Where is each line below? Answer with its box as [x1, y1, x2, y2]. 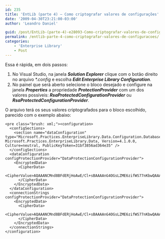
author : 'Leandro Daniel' [5, 21, 58, 26]
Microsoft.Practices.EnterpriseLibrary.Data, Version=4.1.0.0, [5, 139, 137, 144]
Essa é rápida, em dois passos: [5, 61, 68, 67]
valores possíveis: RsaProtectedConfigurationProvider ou [12, 92, 132, 98]
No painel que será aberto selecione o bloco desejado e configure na [12, 82, 153, 88]
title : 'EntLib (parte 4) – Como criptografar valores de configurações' [5, 12, 160, 17]
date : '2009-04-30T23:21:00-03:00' [5, 16, 78, 21]
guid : [5, 30, 16, 35]
